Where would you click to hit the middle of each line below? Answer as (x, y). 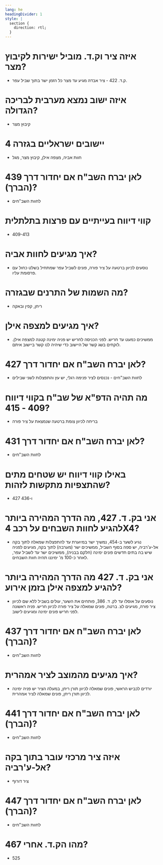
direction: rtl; (30, 28)
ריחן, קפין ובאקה (27, 306)
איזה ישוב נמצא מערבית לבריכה (66, 100)
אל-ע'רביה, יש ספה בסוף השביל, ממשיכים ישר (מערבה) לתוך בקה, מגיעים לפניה (85, 547)
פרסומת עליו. (24, 273)
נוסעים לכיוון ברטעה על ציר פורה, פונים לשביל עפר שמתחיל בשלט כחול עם (80, 267)
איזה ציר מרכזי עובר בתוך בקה (63, 757)
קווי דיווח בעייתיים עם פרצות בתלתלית (78, 221)
